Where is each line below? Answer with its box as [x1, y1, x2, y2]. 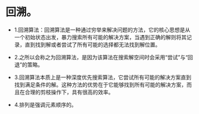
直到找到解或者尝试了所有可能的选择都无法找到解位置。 [24, 41, 161, 48]
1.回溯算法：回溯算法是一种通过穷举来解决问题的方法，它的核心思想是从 [14, 26, 191, 33]
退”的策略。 [14, 61, 43, 68]
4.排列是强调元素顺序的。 [14, 101, 77, 108]
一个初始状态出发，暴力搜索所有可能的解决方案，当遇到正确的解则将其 [14, 33, 187, 40]
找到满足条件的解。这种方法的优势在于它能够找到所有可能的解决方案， [14, 81, 187, 88]
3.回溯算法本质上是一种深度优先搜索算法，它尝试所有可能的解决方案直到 [14, 74, 192, 81]
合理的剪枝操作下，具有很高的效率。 [24, 88, 114, 96]
